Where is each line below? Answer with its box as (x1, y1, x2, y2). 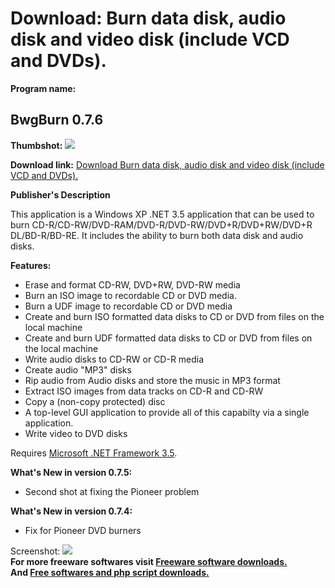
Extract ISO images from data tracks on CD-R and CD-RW (24, 385, 264, 397)
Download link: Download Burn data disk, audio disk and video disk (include (10, 158, 325, 171)
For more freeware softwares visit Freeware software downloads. (10, 555, 288, 567)
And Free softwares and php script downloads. (10, 566, 210, 578)
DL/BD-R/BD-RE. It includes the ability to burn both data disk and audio (10, 229, 304, 241)
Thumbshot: (10, 139, 63, 151)
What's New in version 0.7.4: (10, 505, 133, 517)
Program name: (10, 82, 77, 94)
